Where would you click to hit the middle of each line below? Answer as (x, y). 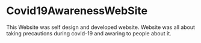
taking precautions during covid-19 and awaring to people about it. (89, 33)
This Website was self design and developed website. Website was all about (101, 27)
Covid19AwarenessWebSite (77, 11)
